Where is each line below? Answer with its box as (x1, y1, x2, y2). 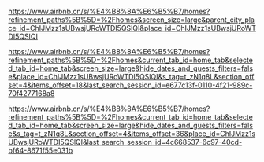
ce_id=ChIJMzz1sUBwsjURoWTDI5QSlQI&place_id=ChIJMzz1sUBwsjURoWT (8, 24, 257, 32)
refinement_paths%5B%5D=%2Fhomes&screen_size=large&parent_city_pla (8, 15, 255, 24)
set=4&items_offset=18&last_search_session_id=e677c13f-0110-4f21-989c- (8, 80, 253, 90)
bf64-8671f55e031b (8, 145, 73, 155)
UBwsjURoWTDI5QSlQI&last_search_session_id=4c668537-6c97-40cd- (8, 138, 243, 146)
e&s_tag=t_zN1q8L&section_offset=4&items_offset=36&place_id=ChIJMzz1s (8, 129, 256, 138)
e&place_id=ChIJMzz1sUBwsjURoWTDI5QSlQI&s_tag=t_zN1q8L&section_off (8, 72, 255, 81)
